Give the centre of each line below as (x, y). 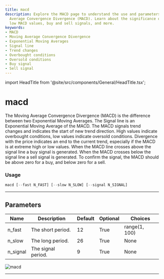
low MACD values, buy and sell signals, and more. (62, 23)
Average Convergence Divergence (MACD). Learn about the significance (83, 19)
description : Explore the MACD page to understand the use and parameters (83, 14)
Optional (109, 219)
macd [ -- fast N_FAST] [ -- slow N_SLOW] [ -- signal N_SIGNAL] (66, 185)
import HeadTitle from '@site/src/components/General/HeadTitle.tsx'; (75, 82)
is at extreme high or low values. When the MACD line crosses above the (78, 146)
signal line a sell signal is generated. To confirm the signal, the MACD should (82, 157)
